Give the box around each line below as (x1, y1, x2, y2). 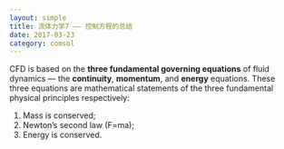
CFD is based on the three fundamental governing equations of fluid (9, 64, 270, 74)
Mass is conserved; (22, 110, 96, 121)
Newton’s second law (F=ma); (22, 120, 134, 131)
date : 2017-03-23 (9, 30, 75, 39)
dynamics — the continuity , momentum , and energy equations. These (9, 74, 276, 84)
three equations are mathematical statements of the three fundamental (9, 83, 274, 94)
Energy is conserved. (22, 129, 103, 141)
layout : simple (9, 13, 67, 23)
